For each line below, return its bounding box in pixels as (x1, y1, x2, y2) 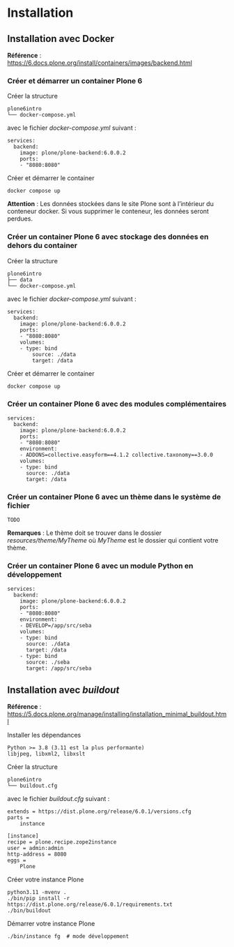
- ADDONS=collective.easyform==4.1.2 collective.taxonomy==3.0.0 (19, 451, 214, 458)
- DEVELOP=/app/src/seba (19, 622, 92, 629)
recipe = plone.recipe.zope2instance (7, 839, 117, 846)
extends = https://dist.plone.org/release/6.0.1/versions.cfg (7, 808, 192, 815)
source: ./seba (25, 659, 70, 666)
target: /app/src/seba (25, 665, 92, 672)
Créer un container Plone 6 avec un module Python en (7, 561, 194, 571)
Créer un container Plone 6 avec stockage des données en (7, 232, 209, 242)
